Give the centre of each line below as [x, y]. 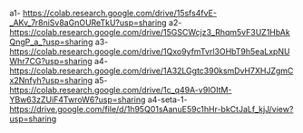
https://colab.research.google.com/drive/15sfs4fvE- [120, 13]
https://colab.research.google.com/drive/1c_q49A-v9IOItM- [121, 90]
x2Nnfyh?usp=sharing [51, 80]
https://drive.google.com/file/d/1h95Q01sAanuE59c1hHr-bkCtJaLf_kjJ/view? [151, 109]
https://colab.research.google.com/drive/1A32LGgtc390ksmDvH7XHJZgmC [151, 71]
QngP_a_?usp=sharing [51, 42]
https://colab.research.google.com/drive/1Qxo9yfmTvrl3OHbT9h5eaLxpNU [150, 52]
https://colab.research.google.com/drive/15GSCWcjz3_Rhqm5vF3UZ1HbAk [150, 32]
